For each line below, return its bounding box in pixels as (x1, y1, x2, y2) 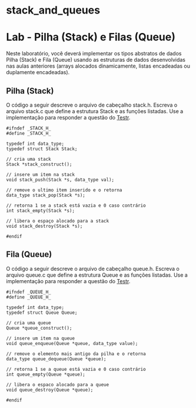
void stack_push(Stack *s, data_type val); (6, 177, 115, 183)
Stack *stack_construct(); (6, 161, 72, 167)
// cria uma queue (6, 320, 51, 326)
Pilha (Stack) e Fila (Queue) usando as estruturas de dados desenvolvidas (6, 57, 185, 64)
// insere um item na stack (6, 171, 75, 177)
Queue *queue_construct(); (6, 325, 72, 331)
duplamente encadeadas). (6, 69, 70, 76)
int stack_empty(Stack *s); (6, 207, 75, 214)
